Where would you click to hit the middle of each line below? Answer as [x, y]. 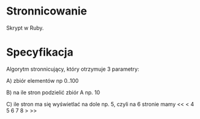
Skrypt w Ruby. [25, 28]
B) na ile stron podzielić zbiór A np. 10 [53, 92]
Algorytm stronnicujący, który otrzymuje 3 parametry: [73, 69]
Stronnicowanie [47, 11]
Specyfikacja [40, 52]
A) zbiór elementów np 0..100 [42, 80]
